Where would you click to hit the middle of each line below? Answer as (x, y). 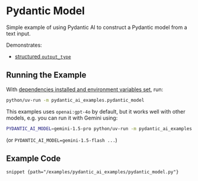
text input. (18, 33)
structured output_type (43, 56)
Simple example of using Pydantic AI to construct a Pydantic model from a (97, 27)
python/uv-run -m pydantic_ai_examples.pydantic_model (75, 100)
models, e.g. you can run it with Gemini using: (62, 118)
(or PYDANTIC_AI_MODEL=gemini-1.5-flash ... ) (62, 140)
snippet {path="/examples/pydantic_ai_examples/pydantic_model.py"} (92, 172)
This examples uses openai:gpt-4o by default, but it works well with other (96, 111)
